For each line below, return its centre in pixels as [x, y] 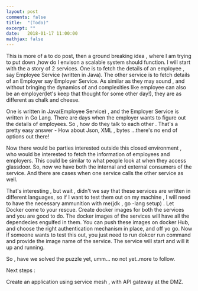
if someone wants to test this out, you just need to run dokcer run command [98, 235]
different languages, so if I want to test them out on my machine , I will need [98, 197]
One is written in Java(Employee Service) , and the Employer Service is [92, 111]
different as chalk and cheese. [43, 100]
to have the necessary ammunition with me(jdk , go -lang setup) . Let [90, 203]
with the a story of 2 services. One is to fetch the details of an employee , [95, 68]
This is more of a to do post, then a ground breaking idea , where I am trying [99, 56]
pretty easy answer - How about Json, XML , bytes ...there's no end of [92, 130]
